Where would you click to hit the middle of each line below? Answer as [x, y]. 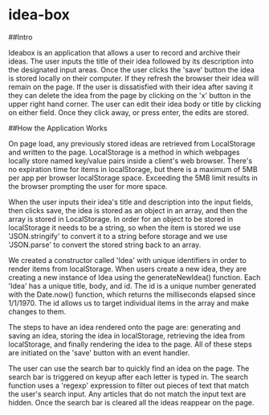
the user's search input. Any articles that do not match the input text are [127, 394]
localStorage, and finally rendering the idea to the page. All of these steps [130, 344]
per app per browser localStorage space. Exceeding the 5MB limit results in [133, 178]
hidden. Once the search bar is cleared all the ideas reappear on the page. [131, 402]
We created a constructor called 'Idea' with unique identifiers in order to [127, 260]
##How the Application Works [58, 128]
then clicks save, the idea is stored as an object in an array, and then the [128, 210]
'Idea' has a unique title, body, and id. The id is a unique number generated [132, 286]
